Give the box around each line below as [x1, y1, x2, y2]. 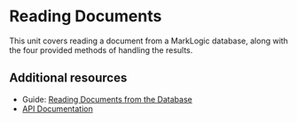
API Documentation [21, 103, 93, 114]
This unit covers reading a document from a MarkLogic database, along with [9, 35, 288, 46]
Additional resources [9, 71, 128, 86]
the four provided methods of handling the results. [9, 44, 193, 55]
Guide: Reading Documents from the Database [21, 94, 192, 104]
